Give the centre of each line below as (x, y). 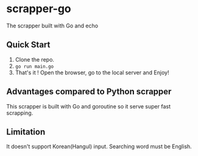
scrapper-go (39, 9)
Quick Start (28, 45)
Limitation (26, 132)
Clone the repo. (35, 59)
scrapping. (20, 113)
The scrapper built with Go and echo (52, 26)
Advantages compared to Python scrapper (89, 92)
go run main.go (34, 66)
